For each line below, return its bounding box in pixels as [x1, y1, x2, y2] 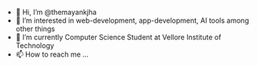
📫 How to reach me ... [15, 49, 89, 59]
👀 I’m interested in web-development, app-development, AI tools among [15, 16, 249, 25]
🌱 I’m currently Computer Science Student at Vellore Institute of [15, 32, 222, 42]
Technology [15, 41, 55, 50]
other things [15, 24, 55, 33]
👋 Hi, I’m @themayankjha [15, 8, 97, 16]
